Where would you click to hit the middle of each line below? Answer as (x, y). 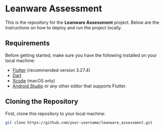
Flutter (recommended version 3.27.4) (51, 70)
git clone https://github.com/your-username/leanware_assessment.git (79, 123)
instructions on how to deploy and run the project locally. (64, 27)
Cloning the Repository (42, 101)
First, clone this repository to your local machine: (55, 113)
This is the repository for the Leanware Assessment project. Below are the (82, 22)
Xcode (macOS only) (34, 80)
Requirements (27, 43)
